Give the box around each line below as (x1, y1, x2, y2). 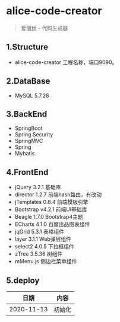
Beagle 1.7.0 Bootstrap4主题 (14, 213, 83, 221)
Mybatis (14, 150, 35, 157)
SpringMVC (14, 138, 43, 145)
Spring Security (14, 131, 53, 138)
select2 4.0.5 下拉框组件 (14, 243, 74, 250)
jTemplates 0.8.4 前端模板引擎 (14, 199, 89, 206)
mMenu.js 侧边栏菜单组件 (14, 258, 77, 265)
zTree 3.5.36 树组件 (14, 250, 63, 257)
